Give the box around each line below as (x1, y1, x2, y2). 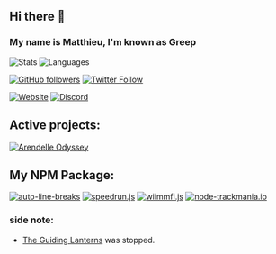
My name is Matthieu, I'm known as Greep (9, 36, 197, 49)
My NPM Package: (9, 168, 115, 183)
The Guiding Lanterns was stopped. (22, 234, 156, 245)
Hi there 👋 (9, 9, 66, 24)
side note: (9, 213, 54, 226)
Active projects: (9, 118, 101, 133)
